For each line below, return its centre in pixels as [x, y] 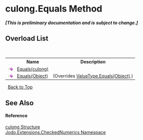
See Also [19, 103]
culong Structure [23, 127]
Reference [16, 116]
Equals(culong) [33, 69]
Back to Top [20, 87]
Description [93, 62]
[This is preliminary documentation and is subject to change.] [71, 23]
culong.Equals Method [54, 9]
